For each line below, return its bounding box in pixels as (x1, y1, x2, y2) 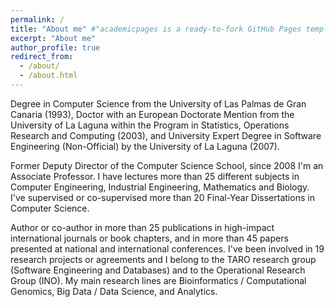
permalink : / (10, 14, 65, 25)
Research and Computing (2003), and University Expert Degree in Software (10, 129, 322, 141)
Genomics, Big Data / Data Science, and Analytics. (10, 285, 218, 297)
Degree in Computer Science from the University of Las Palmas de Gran (10, 97, 307, 110)
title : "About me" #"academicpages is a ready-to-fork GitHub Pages (10, 24, 302, 34)
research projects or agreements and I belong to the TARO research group (10, 253, 317, 265)
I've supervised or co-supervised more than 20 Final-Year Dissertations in (10, 191, 315, 203)
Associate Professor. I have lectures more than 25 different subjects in (10, 170, 300, 182)
